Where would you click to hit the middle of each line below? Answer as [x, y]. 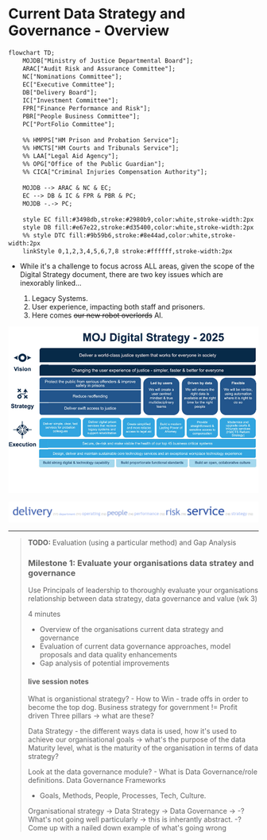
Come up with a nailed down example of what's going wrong [127, 828]
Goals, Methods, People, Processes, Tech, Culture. [123, 796]
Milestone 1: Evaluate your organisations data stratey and [141, 563]
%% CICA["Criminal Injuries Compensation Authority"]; [115, 171]
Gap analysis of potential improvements [104, 663]
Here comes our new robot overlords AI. [97, 315]
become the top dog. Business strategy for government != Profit [133, 707]
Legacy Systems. [60, 298]
